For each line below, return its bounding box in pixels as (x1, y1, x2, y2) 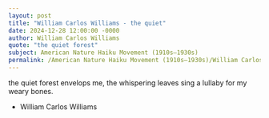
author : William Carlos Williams (8, 33, 120, 42)
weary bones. (8, 86, 54, 96)
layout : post (8, 11, 52, 20)
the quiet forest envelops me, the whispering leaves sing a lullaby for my (8, 77, 247, 88)
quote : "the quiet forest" (8, 41, 98, 49)
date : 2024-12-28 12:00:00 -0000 (8, 26, 120, 34)
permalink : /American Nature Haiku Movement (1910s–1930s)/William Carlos (8, 57, 263, 65)
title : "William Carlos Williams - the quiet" (8, 19, 167, 27)
